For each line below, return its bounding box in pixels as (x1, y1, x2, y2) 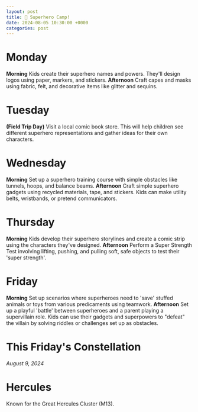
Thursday (6, 215, 55, 229)
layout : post (6, 8, 38, 15)
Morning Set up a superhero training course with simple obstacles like (6, 176, 178, 184)
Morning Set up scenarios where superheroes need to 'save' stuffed (6, 294, 173, 301)
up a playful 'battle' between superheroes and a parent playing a (6, 307, 164, 314)
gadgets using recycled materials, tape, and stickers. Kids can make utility (6, 189, 187, 196)
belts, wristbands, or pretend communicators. (6, 195, 118, 202)
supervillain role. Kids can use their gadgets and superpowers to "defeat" (6, 313, 185, 320)
